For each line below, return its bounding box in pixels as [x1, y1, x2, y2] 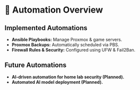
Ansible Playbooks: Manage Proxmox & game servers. [11, 36, 122, 42]
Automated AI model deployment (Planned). [11, 79, 103, 85]
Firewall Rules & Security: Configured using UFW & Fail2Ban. [11, 47, 136, 53]
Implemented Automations [4, 24, 88, 32]
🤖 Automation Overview [4, 4, 103, 16]
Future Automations [4, 61, 67, 70]
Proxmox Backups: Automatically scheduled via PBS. [11, 42, 120, 48]
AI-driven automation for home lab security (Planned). [11, 74, 125, 80]
